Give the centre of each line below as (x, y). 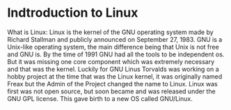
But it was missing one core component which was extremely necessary (111, 61)
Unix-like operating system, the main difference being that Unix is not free (113, 47)
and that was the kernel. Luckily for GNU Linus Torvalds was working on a (113, 69)
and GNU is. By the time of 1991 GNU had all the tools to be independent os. (116, 54)
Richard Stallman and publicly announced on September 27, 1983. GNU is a (115, 39)
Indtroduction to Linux (73, 13)
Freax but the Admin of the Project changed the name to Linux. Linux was (112, 84)
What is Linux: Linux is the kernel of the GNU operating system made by (110, 32)
